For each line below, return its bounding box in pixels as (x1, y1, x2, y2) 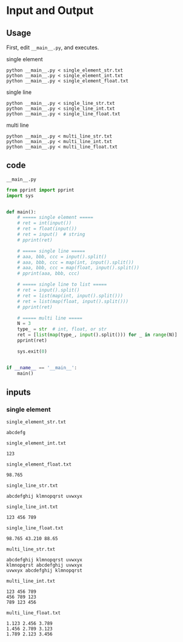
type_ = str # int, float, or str (17, 326, 107, 332)
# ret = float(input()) (17, 226, 78, 232)
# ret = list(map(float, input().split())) (17, 298, 129, 304)
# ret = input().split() (17, 287, 80, 293)
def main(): (6, 209, 36, 215)
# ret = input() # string (17, 232, 85, 238)
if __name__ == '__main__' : (6, 364, 78, 370)
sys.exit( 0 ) (17, 348, 47, 355)
